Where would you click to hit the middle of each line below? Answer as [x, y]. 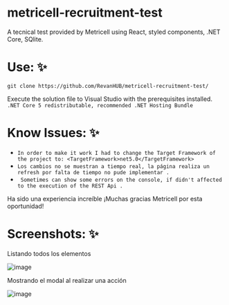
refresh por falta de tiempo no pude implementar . [93, 172]
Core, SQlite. [25, 39]
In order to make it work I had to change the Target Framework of [116, 153]
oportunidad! [26, 206]
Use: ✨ [27, 67]
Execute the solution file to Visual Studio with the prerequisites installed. [110, 99]
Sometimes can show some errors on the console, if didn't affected [121, 180]
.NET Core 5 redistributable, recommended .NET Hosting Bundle [100, 105]
